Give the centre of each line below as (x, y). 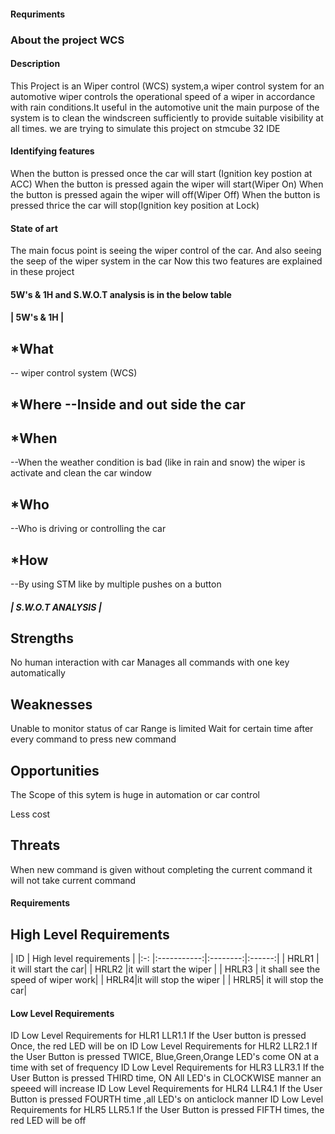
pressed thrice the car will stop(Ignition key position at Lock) (135, 205)
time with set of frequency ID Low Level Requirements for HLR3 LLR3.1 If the (167, 1067)
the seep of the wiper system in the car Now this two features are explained (166, 261)
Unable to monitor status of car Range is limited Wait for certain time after (162, 729)
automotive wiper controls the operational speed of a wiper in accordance (163, 96)
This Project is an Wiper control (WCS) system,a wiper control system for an (167, 86)
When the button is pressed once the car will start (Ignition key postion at (161, 173)
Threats (35, 845)
